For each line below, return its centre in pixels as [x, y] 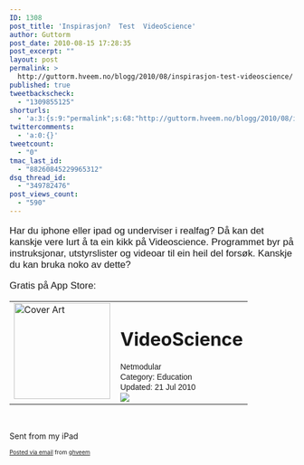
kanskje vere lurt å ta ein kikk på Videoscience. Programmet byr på [152, 242]
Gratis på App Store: [53, 285]
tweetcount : [32, 144]
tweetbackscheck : [42, 93]
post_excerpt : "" [42, 52]
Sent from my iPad [44, 436]
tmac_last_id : [36, 161]
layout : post [34, 60]
